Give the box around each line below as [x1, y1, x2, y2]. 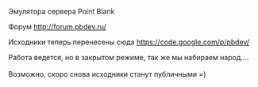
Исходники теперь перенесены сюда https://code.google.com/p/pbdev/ [8, 37, 250, 47]
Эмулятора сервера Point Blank [8, 7, 115, 16]
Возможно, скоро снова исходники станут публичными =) [8, 70, 206, 78]
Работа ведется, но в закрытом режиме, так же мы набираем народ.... [8, 53, 249, 62]
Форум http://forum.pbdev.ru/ [8, 22, 107, 31]
